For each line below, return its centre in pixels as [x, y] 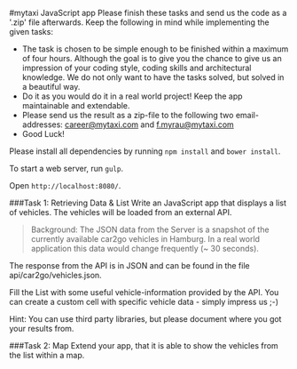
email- [247, 115]
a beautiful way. [51, 87]
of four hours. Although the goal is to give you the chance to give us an [152, 58]
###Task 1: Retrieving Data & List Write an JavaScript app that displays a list [148, 203]
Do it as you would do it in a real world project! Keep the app [132, 96]
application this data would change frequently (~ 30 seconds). [145, 249]
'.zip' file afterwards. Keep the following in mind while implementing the [139, 22]
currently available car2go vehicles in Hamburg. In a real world [145, 239]
